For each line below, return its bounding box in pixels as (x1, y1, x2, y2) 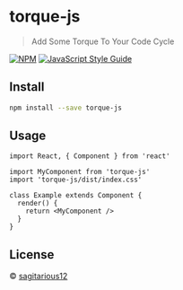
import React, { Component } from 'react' (9, 152, 170, 161)
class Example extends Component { (9, 191, 143, 200)
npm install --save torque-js (9, 103, 123, 112)
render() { (17, 199, 58, 208)
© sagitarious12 (9, 271, 68, 282)
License (9, 247, 55, 262)
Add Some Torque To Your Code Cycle (30, 36, 175, 47)
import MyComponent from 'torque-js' (9, 168, 151, 177)
